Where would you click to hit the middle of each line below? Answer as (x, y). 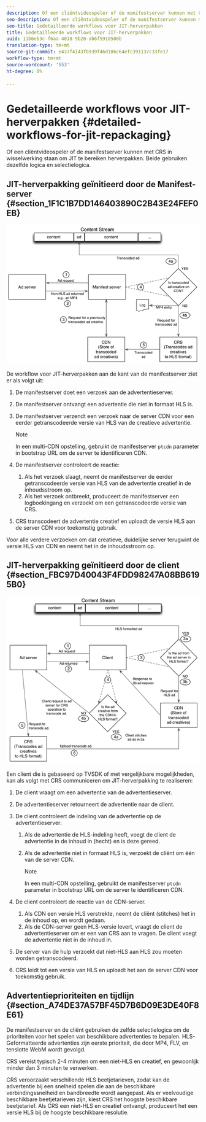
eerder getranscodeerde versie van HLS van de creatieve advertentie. (103, 423)
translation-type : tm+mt (38, 45)
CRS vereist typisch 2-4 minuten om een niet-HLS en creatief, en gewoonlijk (103, 1061)
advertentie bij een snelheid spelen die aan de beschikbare (81, 1086)
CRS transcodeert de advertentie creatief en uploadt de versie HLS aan (105, 521)
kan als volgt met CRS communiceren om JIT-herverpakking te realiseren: (100, 780)
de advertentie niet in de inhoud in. (68, 940)
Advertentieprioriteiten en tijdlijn (70, 996)
